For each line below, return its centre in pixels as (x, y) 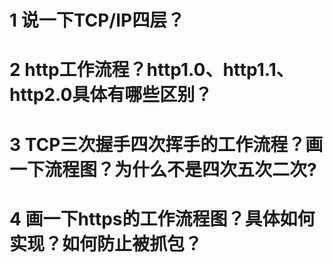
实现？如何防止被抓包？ (106, 243)
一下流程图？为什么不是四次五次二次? (163, 169)
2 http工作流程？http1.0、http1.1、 (151, 70)
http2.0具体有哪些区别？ (111, 95)
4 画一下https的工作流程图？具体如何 (162, 218)
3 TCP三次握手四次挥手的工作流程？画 (166, 144)
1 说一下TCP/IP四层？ (97, 20)
